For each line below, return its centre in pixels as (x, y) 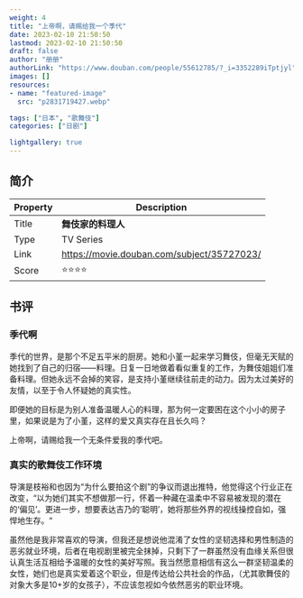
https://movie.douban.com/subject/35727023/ (161, 253)
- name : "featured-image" (58, 93)
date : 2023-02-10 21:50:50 (60, 34)
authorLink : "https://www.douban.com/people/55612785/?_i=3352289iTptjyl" (153, 69)
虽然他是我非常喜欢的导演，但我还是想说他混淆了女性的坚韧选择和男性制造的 (151, 539)
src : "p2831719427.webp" (64, 101)
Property (33, 207)
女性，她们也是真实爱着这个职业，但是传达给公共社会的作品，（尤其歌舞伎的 (150, 573)
